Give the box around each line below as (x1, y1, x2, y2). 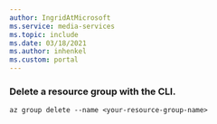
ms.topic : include (9, 30, 79, 39)
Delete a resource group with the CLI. (9, 85, 176, 98)
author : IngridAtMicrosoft (9, 13, 111, 23)
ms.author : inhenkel (9, 47, 88, 56)
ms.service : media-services (9, 22, 116, 31)
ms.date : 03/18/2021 (9, 38, 88, 48)
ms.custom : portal (9, 55, 79, 64)
